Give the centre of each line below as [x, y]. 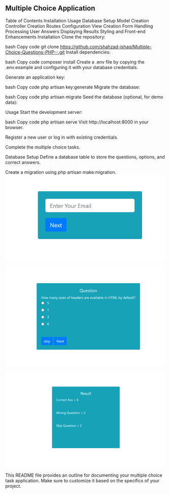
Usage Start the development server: [44, 112]
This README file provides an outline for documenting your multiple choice [84, 475]
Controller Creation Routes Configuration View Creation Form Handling [79, 26]
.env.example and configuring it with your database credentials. [72, 67]
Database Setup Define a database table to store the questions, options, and [85, 157]
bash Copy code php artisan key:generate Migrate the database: [73, 87]
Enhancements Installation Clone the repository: [55, 37]
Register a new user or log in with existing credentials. [62, 137]
